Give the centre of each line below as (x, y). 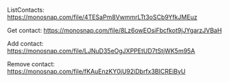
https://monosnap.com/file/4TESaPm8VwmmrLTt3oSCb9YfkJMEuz (102, 17)
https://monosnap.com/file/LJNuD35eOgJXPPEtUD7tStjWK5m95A (101, 51)
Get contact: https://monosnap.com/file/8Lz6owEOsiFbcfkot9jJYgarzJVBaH (114, 30)
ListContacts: (26, 10)
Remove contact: (31, 64)
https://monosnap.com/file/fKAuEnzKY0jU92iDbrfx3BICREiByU (96, 71)
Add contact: (25, 43)
